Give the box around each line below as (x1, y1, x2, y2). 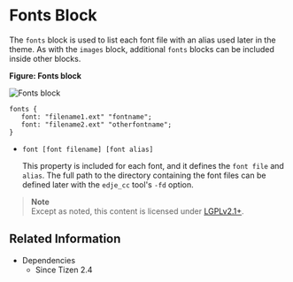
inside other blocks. (9, 53, 81, 64)
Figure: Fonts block (9, 70, 82, 80)
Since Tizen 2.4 (35, 264, 93, 275)
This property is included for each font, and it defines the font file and (21, 160, 285, 171)
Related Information (9, 232, 121, 247)
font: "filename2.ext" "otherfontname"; (20, 120, 173, 129)
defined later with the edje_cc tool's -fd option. (21, 179, 194, 190)
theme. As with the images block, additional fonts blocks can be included (9, 43, 274, 54)
